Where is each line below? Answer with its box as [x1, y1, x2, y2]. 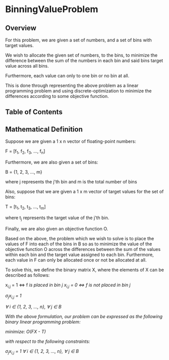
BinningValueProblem [5, 4, 98, 15]
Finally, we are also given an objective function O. [5, 226, 108, 232]
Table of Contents [5, 108, 63, 117]
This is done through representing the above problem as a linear [5, 82, 139, 88]
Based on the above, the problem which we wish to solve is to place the [5, 235, 154, 241]
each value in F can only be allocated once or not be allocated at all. [5, 256, 147, 263]
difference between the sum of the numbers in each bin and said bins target [5, 58, 163, 64]
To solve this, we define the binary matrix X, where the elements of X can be [5, 267, 164, 273]
